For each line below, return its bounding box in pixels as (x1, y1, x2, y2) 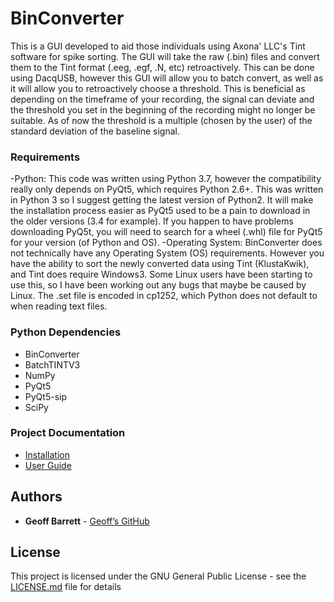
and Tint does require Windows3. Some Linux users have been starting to (10, 268, 313, 281)
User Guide (24, 459, 72, 471)
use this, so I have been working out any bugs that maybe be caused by (10, 279, 307, 291)
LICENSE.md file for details (10, 581, 122, 593)
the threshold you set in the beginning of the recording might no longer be (10, 103, 316, 116)
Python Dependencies (10, 325, 122, 339)
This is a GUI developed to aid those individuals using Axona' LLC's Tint (10, 40, 306, 52)
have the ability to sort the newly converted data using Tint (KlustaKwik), (10, 258, 310, 270)
